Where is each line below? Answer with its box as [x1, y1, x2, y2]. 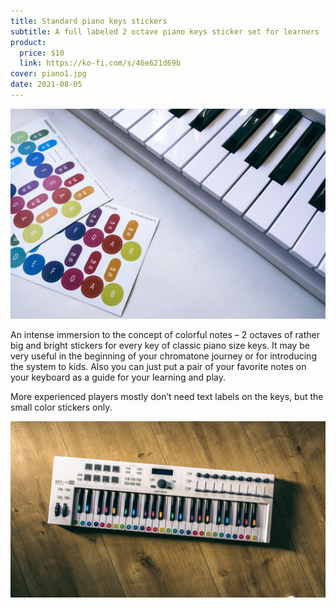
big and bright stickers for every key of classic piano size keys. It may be [10, 339, 310, 351]
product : [10, 37, 47, 47]
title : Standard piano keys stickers [10, 16, 168, 26]
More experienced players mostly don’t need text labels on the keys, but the [10, 390, 324, 402]
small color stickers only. [10, 401, 113, 413]
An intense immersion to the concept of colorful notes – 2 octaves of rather [10, 328, 320, 340]
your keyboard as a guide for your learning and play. [10, 371, 226, 383]
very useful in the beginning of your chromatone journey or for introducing [10, 350, 317, 362]
